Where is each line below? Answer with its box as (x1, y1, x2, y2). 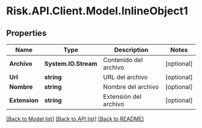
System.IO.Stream (44, 60, 97, 68)
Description (114, 46, 148, 54)
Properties (6, 28, 47, 38)
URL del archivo (103, 73, 148, 81)
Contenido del (103, 56, 143, 64)
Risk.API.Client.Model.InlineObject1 (6, 4, 188, 18)
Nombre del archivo (103, 83, 159, 91)
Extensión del (103, 93, 142, 100)
